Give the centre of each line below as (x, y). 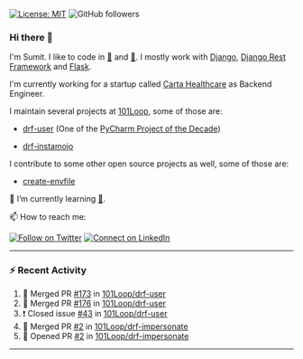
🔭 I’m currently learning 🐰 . (58, 199)
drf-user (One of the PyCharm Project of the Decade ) (121, 129)
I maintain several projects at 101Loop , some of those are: (116, 111)
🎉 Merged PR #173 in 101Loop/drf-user (94, 293)
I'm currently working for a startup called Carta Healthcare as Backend (141, 84)
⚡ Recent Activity (48, 270)
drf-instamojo (48, 146)
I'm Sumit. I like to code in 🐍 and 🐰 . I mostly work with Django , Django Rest (147, 57)
